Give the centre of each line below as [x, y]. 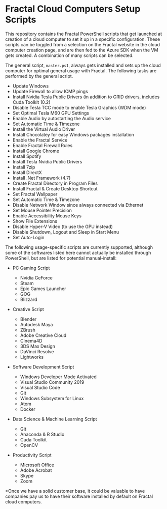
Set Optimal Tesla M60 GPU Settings [51, 113]
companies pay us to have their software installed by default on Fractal [79, 496]
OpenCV [29, 445]
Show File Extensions [35, 221]
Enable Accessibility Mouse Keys [47, 216]
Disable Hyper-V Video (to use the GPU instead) [62, 227]
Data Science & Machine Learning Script [55, 419]
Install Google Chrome [36, 151]
